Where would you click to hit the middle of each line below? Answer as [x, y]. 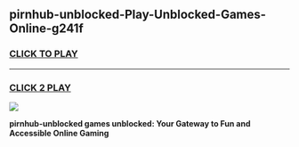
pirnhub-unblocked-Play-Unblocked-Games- [138, 15]
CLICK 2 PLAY [40, 87]
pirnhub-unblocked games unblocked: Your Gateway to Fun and [130, 123]
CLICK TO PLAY [44, 54]
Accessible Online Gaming [59, 133]
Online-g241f [47, 29]
